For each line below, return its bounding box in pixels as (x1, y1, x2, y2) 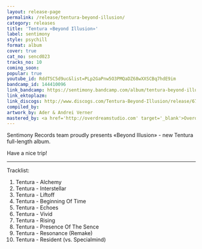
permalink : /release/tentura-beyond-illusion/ (7, 14, 125, 20)
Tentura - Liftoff (15, 191, 55, 198)
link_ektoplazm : (7, 93, 47, 99)
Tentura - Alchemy (15, 179, 62, 186)
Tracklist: (7, 167, 29, 174)
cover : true (7, 48, 37, 54)
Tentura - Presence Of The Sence (15, 223, 100, 230)
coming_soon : (7, 64, 40, 71)
